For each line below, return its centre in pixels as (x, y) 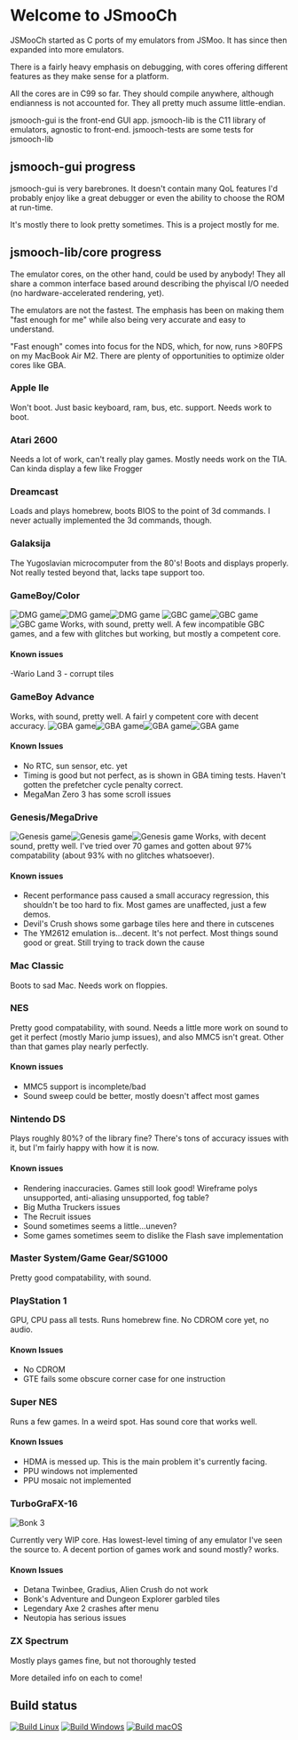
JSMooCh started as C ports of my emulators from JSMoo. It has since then (149, 40)
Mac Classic (37, 966)
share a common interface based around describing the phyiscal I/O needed (149, 283)
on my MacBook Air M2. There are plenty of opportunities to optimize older (147, 356)
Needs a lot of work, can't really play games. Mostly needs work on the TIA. (149, 460)
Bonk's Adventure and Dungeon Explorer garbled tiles (122, 1599)
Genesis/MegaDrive (54, 817)
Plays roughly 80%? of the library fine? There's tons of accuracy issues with (149, 1138)
